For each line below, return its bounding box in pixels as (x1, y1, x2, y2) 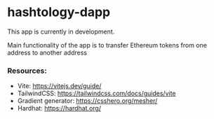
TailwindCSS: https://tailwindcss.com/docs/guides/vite (17, 89, 177, 98)
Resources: (7, 66, 47, 76)
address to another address (7, 48, 88, 57)
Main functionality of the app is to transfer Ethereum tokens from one (7, 41, 207, 49)
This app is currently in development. (7, 27, 115, 36)
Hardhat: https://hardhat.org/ (17, 104, 102, 113)
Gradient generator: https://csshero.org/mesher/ (17, 97, 158, 105)
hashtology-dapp (7, 4, 111, 20)
